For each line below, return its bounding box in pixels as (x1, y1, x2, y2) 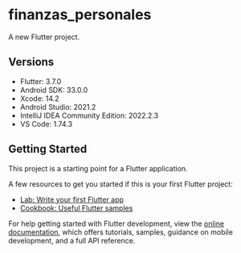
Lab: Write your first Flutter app (19, 195, 125, 204)
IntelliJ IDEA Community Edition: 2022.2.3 (19, 110, 159, 120)
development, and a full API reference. (8, 235, 136, 245)
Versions (8, 55, 55, 69)
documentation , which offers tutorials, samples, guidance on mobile (8, 227, 233, 237)
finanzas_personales (8, 6, 152, 24)
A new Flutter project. (8, 32, 80, 42)
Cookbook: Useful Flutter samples (19, 203, 133, 213)
